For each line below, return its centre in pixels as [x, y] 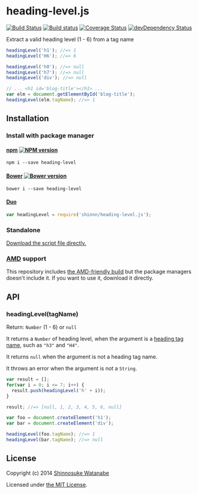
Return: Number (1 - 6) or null [41, 327]
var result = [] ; [28, 379]
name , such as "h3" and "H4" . [43, 345]
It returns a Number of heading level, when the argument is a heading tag [95, 339]
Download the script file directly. [46, 243]
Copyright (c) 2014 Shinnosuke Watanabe [58, 473]
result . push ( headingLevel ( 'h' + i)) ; [59, 390]
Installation [28, 119]
